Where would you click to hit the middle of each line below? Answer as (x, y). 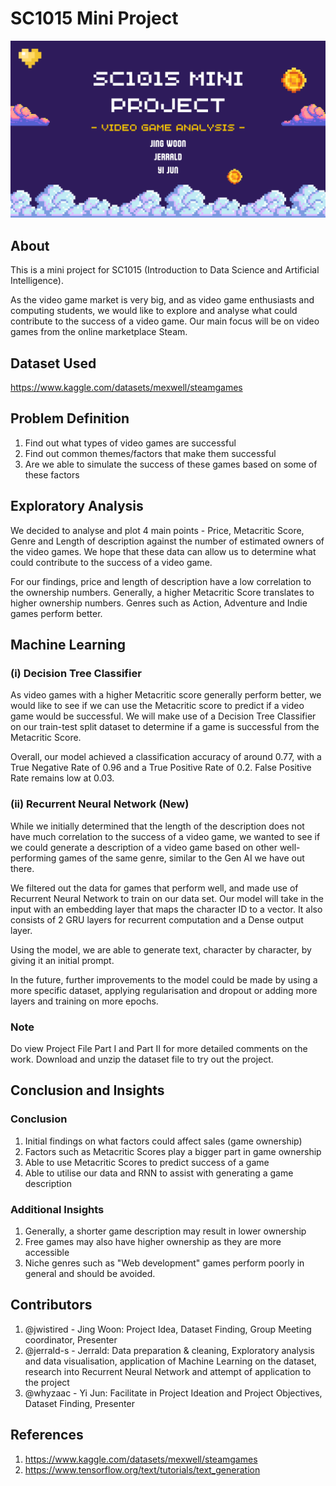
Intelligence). (37, 281)
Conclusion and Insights (87, 1090)
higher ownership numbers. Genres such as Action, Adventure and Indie (159, 603)
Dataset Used (53, 363)
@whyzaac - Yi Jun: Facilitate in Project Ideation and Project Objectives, (173, 1393)
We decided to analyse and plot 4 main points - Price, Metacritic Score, (157, 530)
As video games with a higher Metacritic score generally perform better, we (166, 695)
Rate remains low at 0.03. (62, 778)
